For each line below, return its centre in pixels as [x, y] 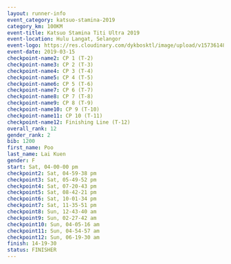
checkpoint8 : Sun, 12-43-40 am [52, 212]
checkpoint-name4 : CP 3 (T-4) [51, 71]
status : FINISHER [32, 250]
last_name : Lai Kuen [37, 154]
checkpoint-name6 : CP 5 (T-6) [51, 84]
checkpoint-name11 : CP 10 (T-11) [55, 115]
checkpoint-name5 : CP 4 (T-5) [51, 77]
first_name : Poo [30, 148]
